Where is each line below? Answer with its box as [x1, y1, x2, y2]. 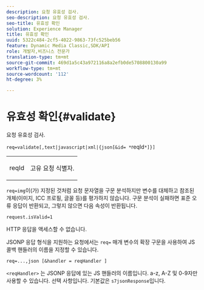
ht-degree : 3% [6, 76, 42, 83]
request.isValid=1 [6, 214, 53, 220]
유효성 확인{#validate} [6, 110, 117, 124]
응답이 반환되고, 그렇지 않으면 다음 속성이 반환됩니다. [12, 202, 138, 209]
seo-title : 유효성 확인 [6, 20, 60, 26]
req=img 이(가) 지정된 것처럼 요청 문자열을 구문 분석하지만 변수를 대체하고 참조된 [6, 187, 195, 194]
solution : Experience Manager [6, 25, 83, 32]
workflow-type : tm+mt [6, 65, 61, 72]
